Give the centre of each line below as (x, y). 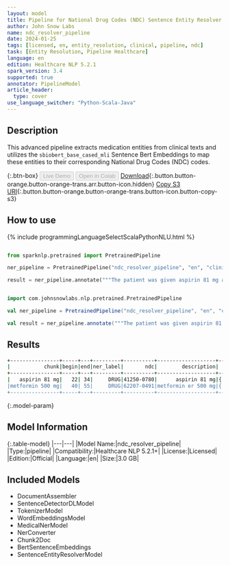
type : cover (30, 97)
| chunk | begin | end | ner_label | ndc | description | (113, 367)
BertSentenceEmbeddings (54, 547)
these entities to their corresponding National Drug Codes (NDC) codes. (108, 161)
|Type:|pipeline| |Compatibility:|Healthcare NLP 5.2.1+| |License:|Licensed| (112, 451)
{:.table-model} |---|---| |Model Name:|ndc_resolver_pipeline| (94, 443)
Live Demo (57, 176)
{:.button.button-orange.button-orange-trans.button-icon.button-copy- (117, 191)
